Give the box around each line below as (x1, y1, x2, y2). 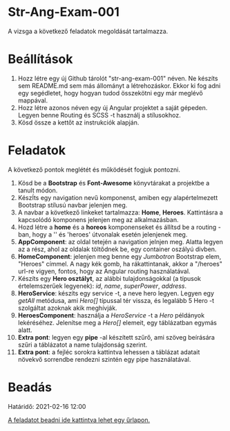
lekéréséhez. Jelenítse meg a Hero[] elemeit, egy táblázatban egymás (17, 318, 217, 327)
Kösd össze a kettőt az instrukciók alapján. (17, 118, 140, 127)
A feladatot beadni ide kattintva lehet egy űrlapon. (8, 416, 151, 424)
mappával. (17, 96, 48, 104)
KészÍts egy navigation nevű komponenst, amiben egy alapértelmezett (17, 193, 218, 201)
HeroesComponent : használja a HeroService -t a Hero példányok (17, 311, 205, 319)
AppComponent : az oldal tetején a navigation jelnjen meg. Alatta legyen (17, 237, 224, 246)
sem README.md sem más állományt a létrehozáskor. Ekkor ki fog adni (17, 81, 221, 90)
